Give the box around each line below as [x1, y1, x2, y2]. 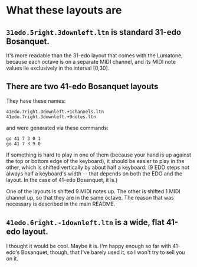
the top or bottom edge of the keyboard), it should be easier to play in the [6, 157, 185, 164]
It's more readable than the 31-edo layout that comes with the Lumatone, [6, 52, 183, 59]
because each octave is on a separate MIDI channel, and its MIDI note [6, 58, 176, 65]
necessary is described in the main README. [6, 200, 116, 207]
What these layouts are [6, 4, 122, 17]
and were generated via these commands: [6, 124, 109, 131]
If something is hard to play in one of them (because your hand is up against [6, 151, 192, 158]
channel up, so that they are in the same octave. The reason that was [6, 194, 174, 201]
